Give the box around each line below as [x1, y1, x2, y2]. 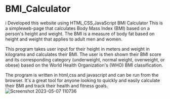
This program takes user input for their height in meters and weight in [5, 46, 150, 52]
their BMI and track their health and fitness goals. [5, 82, 108, 89]
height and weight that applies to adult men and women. [5, 36, 122, 42]
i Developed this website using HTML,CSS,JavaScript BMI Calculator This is [5, 20, 163, 26]
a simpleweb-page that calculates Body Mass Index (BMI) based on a [5, 25, 150, 31]
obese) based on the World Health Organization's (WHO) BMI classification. [5, 62, 163, 68]
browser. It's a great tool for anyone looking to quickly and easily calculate [5, 77, 160, 83]
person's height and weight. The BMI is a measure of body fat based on [5, 30, 155, 37]
